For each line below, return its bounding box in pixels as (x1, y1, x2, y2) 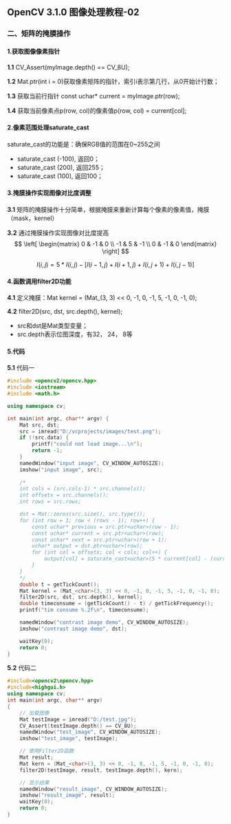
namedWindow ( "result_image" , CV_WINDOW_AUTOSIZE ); (19, 785, 168, 792)
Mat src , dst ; (19, 422, 60, 429)
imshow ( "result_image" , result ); (19, 792, 115, 799)
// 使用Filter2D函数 (19, 748, 74, 755)
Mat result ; (19, 754, 54, 761)
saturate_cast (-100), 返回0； (16, 154, 100, 163)
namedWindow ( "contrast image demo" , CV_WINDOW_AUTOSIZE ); (19, 619, 189, 626)
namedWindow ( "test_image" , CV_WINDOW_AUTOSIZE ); (19, 728, 162, 736)
